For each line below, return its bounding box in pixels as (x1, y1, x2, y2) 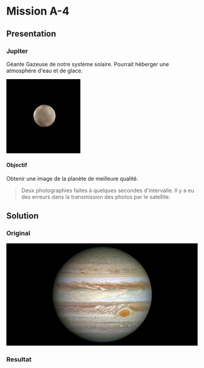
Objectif (6, 161, 27, 168)
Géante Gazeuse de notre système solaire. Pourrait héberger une (6, 60, 169, 68)
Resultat (6, 355, 32, 364)
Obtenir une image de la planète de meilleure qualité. (6, 175, 138, 182)
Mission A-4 (6, 4, 70, 18)
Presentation (6, 29, 56, 39)
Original (6, 229, 30, 238)
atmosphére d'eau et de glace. (6, 67, 83, 74)
